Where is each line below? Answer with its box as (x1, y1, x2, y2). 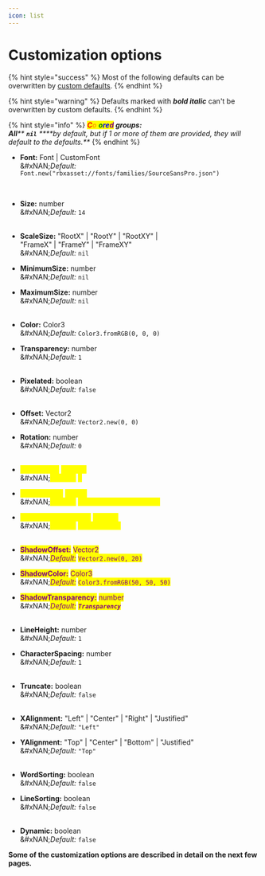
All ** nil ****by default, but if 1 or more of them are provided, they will (8, 128, 241, 138)
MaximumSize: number (19, 287, 98, 297)
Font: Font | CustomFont (19, 152, 101, 162)
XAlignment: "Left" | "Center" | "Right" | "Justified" (19, 714, 189, 723)
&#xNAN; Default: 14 (19, 207, 86, 217)
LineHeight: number (19, 624, 88, 634)
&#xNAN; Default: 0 (19, 440, 82, 450)
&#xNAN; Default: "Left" (19, 722, 100, 731)
